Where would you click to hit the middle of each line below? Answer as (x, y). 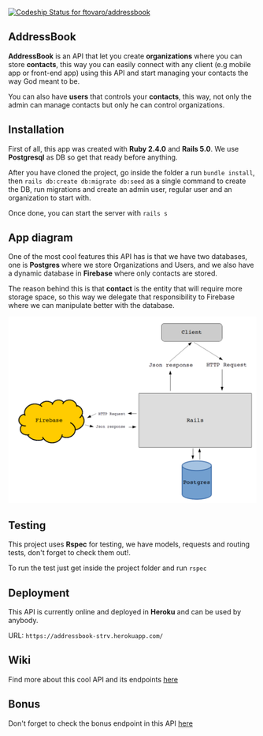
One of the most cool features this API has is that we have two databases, (128, 257)
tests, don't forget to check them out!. (70, 553)
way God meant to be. (44, 81)
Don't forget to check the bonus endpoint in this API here (100, 723)
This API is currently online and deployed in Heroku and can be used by (125, 612)
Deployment (39, 593)
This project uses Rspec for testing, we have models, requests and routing (129, 544)
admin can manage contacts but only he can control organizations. (117, 105)
